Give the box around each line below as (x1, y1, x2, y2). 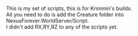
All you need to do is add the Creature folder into (6, 11, 124, 18)
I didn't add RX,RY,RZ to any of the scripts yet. (6, 23, 119, 30)
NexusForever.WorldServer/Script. (6, 17, 89, 24)
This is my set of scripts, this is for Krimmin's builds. (6, 5, 132, 12)
